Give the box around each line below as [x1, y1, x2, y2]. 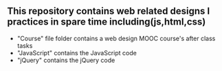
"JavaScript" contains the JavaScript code [16, 48, 137, 57]
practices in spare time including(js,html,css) [7, 16, 206, 28]
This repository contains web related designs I [7, 5, 210, 17]
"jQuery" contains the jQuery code [16, 56, 115, 64]
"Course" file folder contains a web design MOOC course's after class [16, 34, 216, 42]
